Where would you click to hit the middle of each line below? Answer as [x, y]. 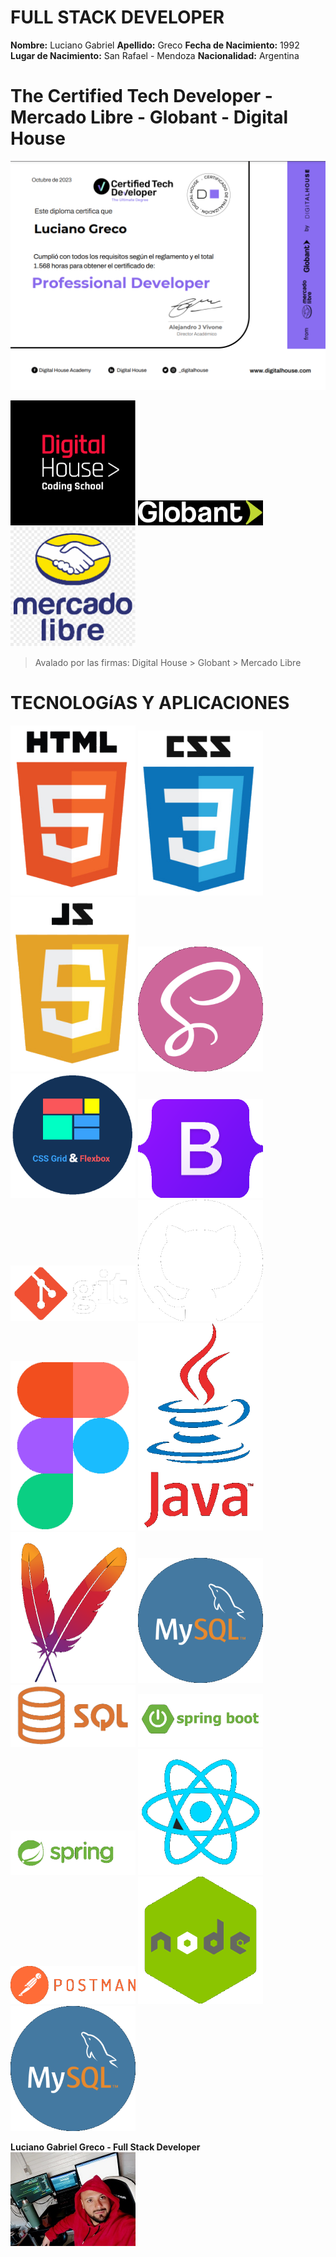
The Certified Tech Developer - [141, 96]
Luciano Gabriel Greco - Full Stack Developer [105, 2147]
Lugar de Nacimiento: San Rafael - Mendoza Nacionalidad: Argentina [155, 55]
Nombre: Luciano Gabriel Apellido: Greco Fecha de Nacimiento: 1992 [155, 45]
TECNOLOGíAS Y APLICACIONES [150, 703]
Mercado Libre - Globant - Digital [149, 117]
